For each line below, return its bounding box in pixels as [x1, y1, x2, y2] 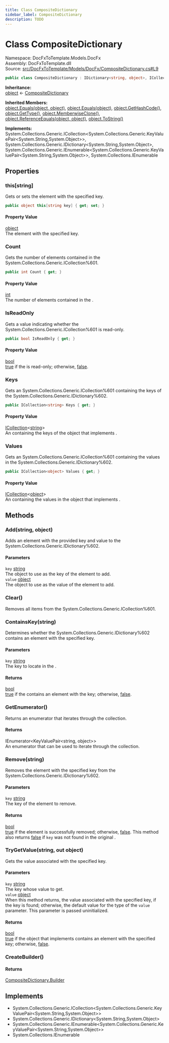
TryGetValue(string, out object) [5, 847, 84, 854]
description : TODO [5, 17, 44, 22]
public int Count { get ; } [5, 270, 62, 275]
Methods [5, 511, 34, 519]
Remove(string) [5, 756, 44, 763]
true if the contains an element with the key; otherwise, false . [5, 691, 132, 697]
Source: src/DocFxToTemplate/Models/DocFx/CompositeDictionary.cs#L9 [5, 66, 158, 72]
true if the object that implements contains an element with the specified [5, 936, 155, 942]
